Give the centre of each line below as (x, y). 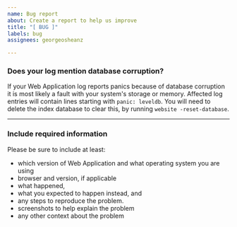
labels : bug (25, 34)
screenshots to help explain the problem (76, 208)
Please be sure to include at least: (56, 149)
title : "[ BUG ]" (33, 27)
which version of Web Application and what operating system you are (119, 163)
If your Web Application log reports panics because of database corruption (116, 86)
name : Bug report (33, 14)
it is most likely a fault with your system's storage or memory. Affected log (115, 94)
